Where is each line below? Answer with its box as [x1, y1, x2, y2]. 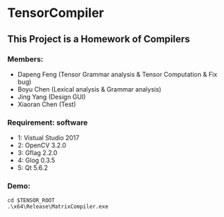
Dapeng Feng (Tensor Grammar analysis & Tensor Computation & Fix [17, 70, 218, 78]
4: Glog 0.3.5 [17, 156, 56, 165]
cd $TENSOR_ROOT [7, 197, 55, 204]
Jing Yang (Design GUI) [17, 92, 86, 101]
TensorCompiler [7, 5, 104, 21]
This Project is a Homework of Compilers [7, 33, 190, 45]
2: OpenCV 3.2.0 [17, 141, 67, 149]
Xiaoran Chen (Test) [17, 100, 76, 108]
